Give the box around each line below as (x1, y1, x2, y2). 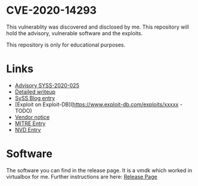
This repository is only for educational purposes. (6, 41, 126, 48)
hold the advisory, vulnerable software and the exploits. (6, 29, 143, 36)
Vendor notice (14, 113, 50, 120)
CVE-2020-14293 (6, 4, 97, 17)
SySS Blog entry (14, 94, 55, 101)
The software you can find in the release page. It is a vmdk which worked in (6, 166, 193, 173)
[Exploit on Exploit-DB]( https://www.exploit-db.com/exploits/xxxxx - (14, 101, 183, 108)
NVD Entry (14, 126, 41, 133)
